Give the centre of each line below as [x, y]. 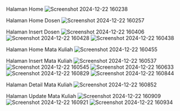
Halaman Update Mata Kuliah [41, 96]
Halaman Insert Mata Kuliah [39, 61]
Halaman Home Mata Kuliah [40, 49]
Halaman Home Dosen [33, 20]
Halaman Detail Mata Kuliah [39, 85]
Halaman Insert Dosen [33, 32]
